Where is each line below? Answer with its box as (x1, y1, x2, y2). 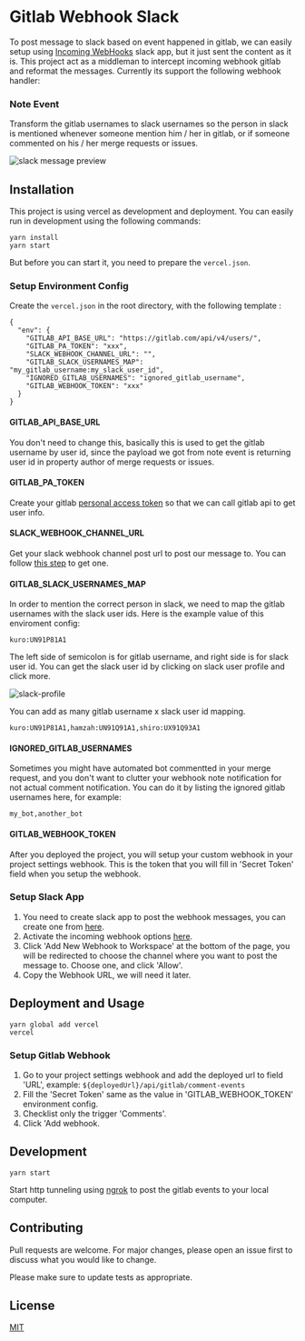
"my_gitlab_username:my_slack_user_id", (9, 365, 165, 375)
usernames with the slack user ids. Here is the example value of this (9, 608, 265, 619)
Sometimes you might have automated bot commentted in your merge (9, 763, 271, 774)
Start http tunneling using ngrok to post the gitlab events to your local (9, 1184, 270, 1195)
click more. (9, 671, 52, 682)
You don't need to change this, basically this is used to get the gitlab (9, 436, 265, 447)
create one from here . (22, 921, 104, 932)
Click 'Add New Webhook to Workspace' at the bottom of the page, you (22, 940, 290, 951)
